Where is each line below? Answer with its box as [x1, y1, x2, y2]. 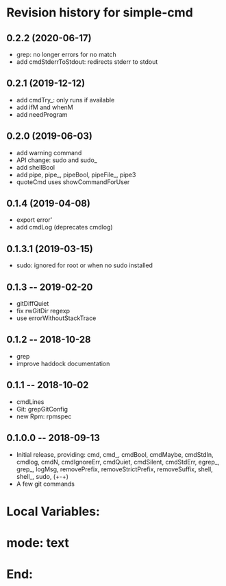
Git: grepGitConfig [16, 405, 68, 413]
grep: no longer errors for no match [16, 50, 117, 58]
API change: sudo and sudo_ [16, 156, 97, 164]
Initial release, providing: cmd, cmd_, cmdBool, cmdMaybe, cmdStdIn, [16, 450, 214, 458]
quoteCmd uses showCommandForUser [16, 177, 130, 186]
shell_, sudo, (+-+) [16, 472, 69, 480]
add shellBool [16, 163, 55, 171]
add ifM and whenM [16, 103, 73, 111]
